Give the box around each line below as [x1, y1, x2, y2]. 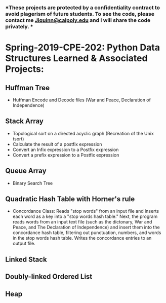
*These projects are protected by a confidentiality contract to [5, 4, 160, 11]
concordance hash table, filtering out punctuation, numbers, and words [12, 230, 161, 236]
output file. [12, 240, 35, 247]
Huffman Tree [5, 83, 50, 92]
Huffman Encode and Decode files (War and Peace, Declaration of [12, 97, 151, 103]
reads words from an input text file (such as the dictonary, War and [12, 219, 152, 225]
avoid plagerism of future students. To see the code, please [5, 10, 154, 17]
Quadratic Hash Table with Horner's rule [5, 195, 135, 203]
